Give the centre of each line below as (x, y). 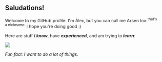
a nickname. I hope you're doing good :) (43, 26)
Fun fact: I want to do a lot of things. (42, 54)
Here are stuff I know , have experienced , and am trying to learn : (70, 36)
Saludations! (25, 8)
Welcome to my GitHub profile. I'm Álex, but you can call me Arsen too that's (81, 20)
